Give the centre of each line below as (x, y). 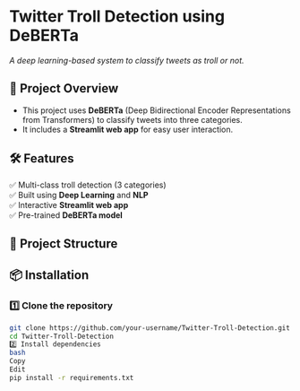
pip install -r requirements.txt (72, 378)
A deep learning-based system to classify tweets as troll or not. (127, 60)
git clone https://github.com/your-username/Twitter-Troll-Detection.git (150, 328)
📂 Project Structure (64, 243)
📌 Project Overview (64, 88)
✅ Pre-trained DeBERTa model (66, 215)
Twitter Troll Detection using (117, 17)
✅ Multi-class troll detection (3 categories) (88, 185)
